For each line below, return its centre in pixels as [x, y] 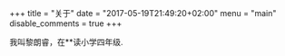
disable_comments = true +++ [66, 23]
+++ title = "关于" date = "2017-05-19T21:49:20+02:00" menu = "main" [143, 13]
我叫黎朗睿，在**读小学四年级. [67, 42]
